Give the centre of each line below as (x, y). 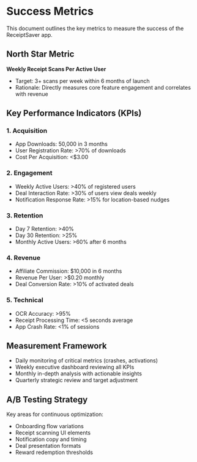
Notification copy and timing (51, 439)
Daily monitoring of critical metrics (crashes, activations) (86, 361)
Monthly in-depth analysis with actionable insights (79, 374)
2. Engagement (30, 173)
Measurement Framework (57, 346)
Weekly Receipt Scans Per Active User (56, 69)
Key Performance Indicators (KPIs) (74, 113)
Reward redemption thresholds (54, 452)
